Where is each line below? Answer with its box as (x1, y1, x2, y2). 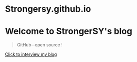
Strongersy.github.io (5, 3, 91, 15)
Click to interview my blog (5, 51, 57, 57)
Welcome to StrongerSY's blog (5, 26, 133, 37)
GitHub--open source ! (17, 42, 63, 48)
